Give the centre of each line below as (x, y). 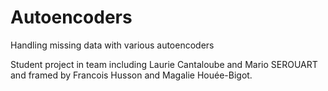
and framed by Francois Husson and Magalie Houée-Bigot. (131, 75)
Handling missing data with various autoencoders (112, 45)
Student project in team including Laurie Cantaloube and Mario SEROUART (164, 64)
